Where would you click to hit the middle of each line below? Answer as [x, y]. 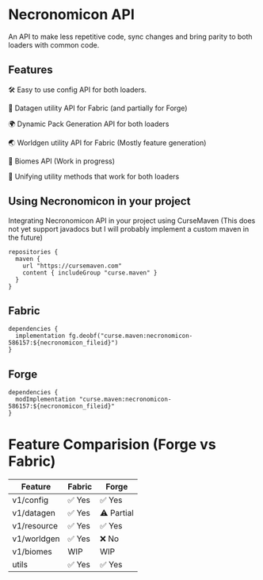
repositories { [33, 252]
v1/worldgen [36, 539]
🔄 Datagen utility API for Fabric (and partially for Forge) [98, 108]
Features [30, 70]
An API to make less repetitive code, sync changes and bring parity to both [130, 36]
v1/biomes [32, 551]
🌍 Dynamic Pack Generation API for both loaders [89, 124]
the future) [26, 237]
